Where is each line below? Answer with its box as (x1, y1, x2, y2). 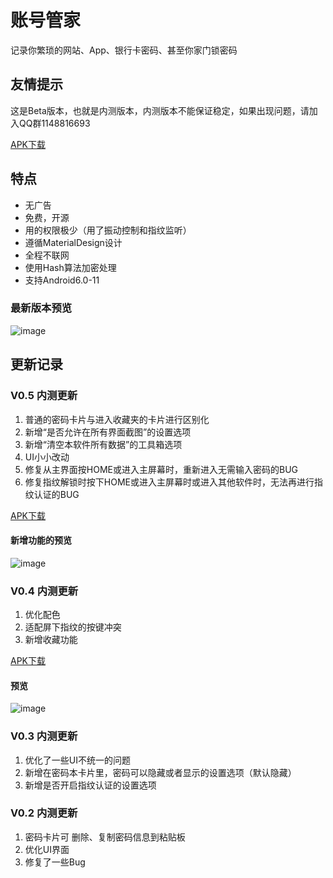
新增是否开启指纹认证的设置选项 (24, 779, 157, 791)
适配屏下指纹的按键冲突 (24, 621, 122, 633)
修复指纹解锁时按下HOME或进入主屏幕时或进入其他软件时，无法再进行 (24, 476, 315, 488)
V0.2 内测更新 (10, 806, 78, 820)
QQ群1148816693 (18, 117, 91, 129)
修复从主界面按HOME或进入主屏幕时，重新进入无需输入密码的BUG (24, 463, 298, 475)
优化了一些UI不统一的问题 (24, 754, 131, 766)
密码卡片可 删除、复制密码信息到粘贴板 (24, 831, 186, 843)
